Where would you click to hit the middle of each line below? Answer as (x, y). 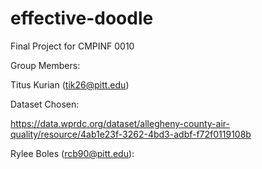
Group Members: (45, 65)
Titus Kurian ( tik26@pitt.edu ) (70, 84)
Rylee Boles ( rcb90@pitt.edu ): (72, 153)
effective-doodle (82, 18)
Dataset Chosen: (45, 104)
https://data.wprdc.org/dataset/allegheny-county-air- (120, 123)
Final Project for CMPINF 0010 (72, 46)
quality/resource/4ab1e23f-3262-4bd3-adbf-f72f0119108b (131, 134)
